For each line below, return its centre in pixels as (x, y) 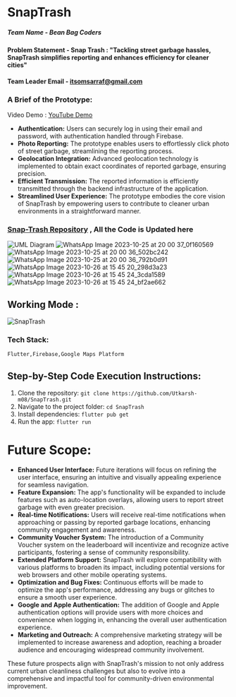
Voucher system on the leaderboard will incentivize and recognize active (123, 545)
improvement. (27, 686)
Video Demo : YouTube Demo (50, 115)
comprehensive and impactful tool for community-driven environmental (111, 679)
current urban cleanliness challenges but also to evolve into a (96, 671)
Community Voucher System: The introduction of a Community (111, 537)
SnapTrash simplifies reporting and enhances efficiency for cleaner (108, 58)
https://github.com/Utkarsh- (155, 394)
